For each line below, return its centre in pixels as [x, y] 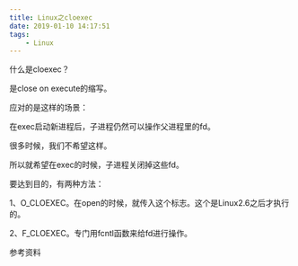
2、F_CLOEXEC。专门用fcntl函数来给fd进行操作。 [101, 234]
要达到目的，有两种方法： [57, 184]
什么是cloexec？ [39, 69]
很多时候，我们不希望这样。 [61, 146]
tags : [19, 34]
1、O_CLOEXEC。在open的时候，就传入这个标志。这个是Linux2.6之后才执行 [149, 203]
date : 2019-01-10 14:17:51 [60, 26]
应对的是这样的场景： [48, 108]
